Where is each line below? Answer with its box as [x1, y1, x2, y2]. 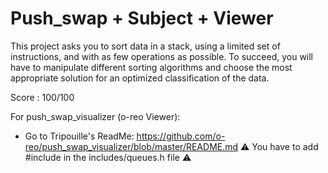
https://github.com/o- [136, 130, 226, 142]
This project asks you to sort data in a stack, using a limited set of [10, 40, 281, 52]
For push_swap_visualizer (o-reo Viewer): [10, 110, 181, 122]
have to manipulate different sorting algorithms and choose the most [10, 61, 293, 73]
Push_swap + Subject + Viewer [10, 7, 274, 30]
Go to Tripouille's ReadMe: [24, 130, 135, 142]
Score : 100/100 [10, 91, 75, 103]
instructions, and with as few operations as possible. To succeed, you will [10, 50, 314, 62]
